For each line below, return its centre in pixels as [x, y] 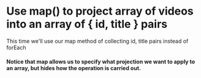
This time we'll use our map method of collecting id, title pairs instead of [97, 41]
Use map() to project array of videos [100, 11]
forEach [16, 48]
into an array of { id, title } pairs [87, 24]
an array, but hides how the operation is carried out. [74, 68]
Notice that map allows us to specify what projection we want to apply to [101, 62]
